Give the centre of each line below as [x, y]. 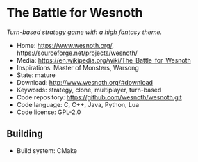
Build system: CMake [47, 150]
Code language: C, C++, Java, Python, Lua [78, 104]
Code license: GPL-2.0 [49, 112]
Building [25, 134]
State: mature [36, 75]
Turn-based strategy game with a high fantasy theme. [84, 32]
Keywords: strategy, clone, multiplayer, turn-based [89, 90]
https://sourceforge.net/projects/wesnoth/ [77, 53]
